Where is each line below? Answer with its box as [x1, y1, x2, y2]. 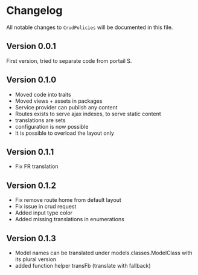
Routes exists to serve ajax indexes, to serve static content [14, 110, 161, 117]
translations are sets [14, 116, 66, 124]
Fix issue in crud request [14, 203, 77, 210]
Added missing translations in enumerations [14, 216, 125, 223]
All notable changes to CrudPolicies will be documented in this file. [6, 24, 173, 31]
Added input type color [14, 209, 73, 216]
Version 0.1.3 [6, 233, 56, 244]
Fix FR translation [14, 163, 59, 170]
